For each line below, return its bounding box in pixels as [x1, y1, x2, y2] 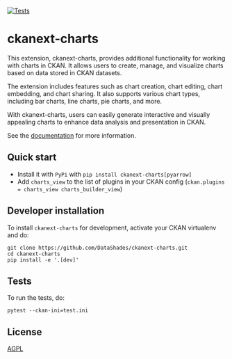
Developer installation [7, 205, 105, 217]
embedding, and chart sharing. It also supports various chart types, [7, 89, 200, 97]
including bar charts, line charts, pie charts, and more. [7, 97, 162, 105]
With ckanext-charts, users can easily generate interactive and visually [7, 110, 210, 118]
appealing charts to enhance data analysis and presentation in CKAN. [7, 118, 206, 126]
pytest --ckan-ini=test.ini [7, 307, 89, 314]
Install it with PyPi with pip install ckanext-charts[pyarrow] [17, 170, 192, 178]
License [7, 326, 42, 337]
